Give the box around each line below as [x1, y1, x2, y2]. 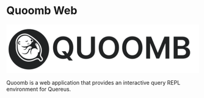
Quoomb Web [6, 4, 78, 18]
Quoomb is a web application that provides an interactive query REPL [6, 79, 181, 86]
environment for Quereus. [6, 85, 71, 93]
